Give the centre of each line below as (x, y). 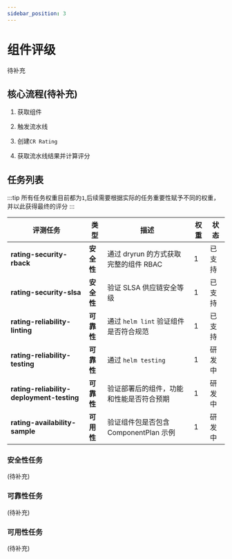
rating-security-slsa (46, 293)
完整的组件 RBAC (135, 264)
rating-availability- (43, 423)
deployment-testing (45, 398)
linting (21, 331)
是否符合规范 (128, 332)
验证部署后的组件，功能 (145, 389)
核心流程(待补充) (42, 94)
